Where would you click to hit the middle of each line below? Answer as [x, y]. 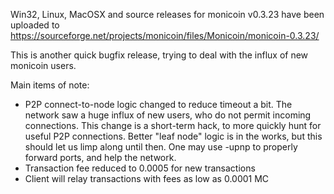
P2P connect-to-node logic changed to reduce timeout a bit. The [158, 104]
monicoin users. [43, 65]
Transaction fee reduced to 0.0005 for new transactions [140, 168]
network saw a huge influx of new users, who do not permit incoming [168, 115]
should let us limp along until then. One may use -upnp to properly [161, 147]
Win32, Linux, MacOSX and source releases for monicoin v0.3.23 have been [167, 14]
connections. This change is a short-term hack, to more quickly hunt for [173, 125]
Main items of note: [50, 85]
